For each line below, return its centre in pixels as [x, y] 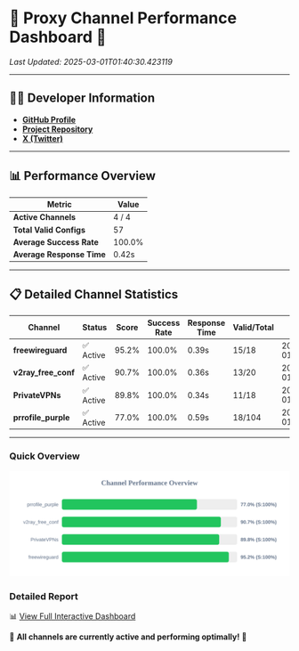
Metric [60, 205]
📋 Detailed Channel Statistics [94, 294]
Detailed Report [44, 596]
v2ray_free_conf [44, 372]
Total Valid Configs [49, 230]
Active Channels [44, 217]
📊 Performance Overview [82, 176]
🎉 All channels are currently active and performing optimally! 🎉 [128, 637]
